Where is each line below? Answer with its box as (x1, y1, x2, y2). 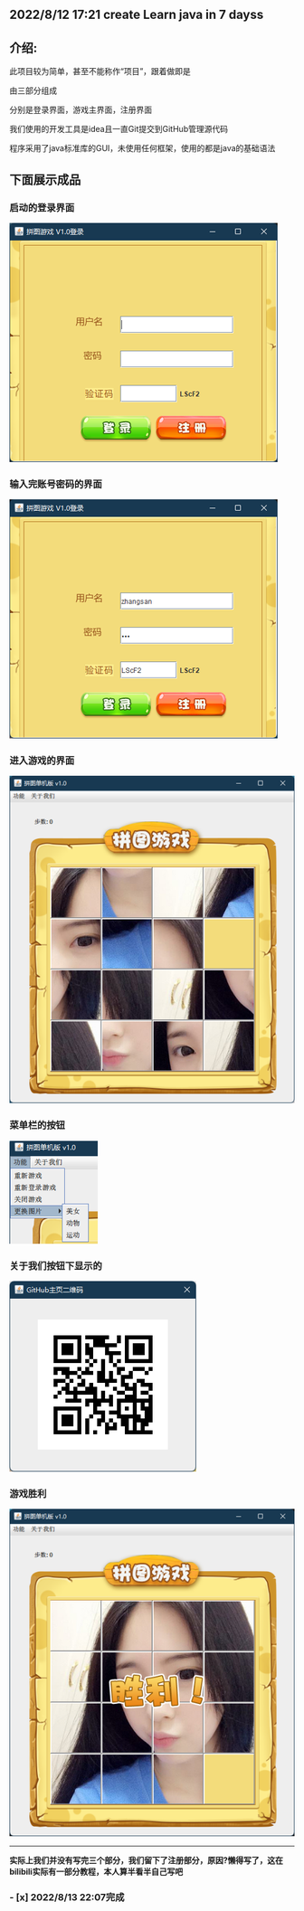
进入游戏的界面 (9, 754, 75, 767)
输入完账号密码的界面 (9, 478, 102, 490)
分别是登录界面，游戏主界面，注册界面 (9, 104, 152, 116)
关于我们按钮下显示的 (9, 1259, 102, 1272)
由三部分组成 (9, 85, 57, 96)
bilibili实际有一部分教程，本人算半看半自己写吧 (9, 1867, 184, 1877)
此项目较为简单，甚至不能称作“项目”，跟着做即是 (9, 66, 192, 77)
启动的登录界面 (9, 201, 75, 213)
